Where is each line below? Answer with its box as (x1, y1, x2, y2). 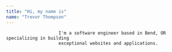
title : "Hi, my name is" (6, 8, 67, 15)
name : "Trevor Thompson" (6, 14, 67, 20)
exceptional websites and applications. (58, 40, 159, 46)
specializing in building (6, 35, 69, 41)
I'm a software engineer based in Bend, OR (58, 30, 166, 36)
